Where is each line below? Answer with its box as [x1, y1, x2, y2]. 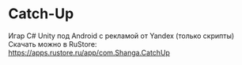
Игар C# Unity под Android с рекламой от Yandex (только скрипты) [8, 31, 235, 40]
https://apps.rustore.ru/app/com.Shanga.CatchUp [8, 48, 170, 57]
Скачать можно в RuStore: [8, 39, 97, 48]
